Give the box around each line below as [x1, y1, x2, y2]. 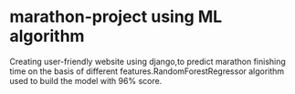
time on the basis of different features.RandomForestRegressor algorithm [9, 66, 285, 77]
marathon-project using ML [9, 6, 223, 27]
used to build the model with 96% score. [9, 75, 163, 86]
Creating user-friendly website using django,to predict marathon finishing [9, 56, 286, 67]
